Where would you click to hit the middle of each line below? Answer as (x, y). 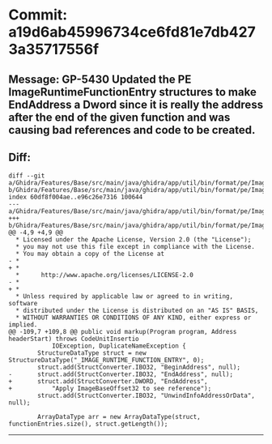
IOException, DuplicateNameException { (119, 346)
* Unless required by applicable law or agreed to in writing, (124, 297)
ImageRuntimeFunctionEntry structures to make (132, 92)
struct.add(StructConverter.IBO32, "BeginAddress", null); (139, 367)
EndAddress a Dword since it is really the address (136, 104)
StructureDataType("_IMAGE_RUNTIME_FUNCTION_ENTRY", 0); (106, 361)
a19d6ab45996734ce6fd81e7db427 (132, 32)
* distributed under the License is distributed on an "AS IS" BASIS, (137, 311)
